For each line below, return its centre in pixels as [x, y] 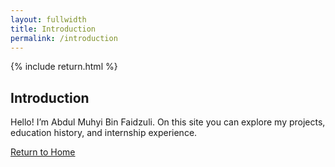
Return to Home [43, 152]
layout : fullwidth [48, 19]
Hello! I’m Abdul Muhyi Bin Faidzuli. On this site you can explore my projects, [168, 122]
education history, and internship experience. [104, 133]
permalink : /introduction [64, 38]
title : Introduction [53, 29]
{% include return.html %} [64, 67]
